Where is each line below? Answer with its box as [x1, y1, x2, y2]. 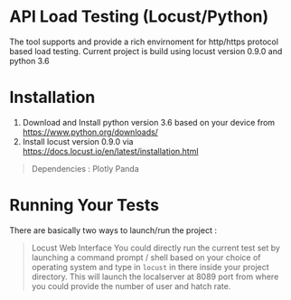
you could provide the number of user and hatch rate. [31, 280, 231, 291]
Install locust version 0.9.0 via [22, 136, 134, 146]
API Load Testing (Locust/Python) [9, 6, 269, 27]
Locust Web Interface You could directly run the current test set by [31, 242, 280, 253]
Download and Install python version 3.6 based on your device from [22, 117, 276, 127]
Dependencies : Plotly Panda [31, 163, 140, 173]
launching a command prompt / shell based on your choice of [31, 251, 261, 263]
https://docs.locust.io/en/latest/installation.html [22, 145, 199, 156]
